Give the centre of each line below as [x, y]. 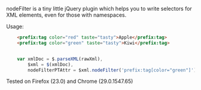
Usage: [15, 27]
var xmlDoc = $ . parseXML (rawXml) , [60, 59]
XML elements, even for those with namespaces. [66, 15]
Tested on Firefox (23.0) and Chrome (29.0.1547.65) [70, 81]
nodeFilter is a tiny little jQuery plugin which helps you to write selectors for [99, 9]
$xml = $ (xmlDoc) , [51, 64]
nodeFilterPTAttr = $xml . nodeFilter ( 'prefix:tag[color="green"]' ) [112, 70]
